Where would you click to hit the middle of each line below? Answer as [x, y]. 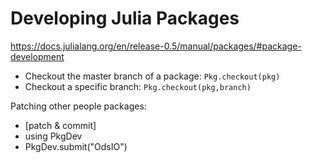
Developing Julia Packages [125, 18]
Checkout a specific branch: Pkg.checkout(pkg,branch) [138, 86]
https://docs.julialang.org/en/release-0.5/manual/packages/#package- [156, 46]
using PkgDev [53, 136]
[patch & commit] [60, 125]
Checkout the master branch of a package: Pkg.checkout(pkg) [152, 76]
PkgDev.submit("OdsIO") [76, 146]
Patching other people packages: [78, 106]
